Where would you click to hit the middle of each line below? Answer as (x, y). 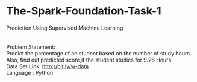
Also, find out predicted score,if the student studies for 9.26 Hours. (89, 60)
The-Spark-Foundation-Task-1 (84, 11)
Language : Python (30, 72)
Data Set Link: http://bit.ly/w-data (48, 66)
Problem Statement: (31, 47)
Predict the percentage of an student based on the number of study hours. (99, 53)
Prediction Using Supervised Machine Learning (65, 28)
